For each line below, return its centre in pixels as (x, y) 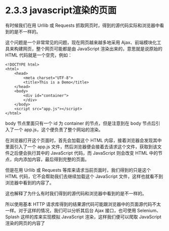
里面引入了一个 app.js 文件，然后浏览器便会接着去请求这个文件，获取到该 (81, 147)
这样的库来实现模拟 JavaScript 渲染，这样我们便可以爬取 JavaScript (91, 217)
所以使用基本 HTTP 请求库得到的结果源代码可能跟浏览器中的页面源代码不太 (83, 204)
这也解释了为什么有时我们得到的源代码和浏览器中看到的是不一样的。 (76, 193)
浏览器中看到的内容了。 (30, 182)
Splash (12, 217)
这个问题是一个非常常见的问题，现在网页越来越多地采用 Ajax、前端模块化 (81, 42)
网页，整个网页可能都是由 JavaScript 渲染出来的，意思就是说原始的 (93, 49)
